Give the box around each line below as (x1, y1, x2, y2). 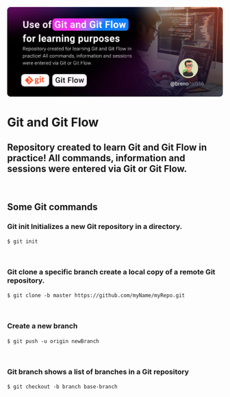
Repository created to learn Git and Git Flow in (7, 141, 207, 153)
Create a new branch (7, 322, 78, 331)
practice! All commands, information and (7, 152, 186, 164)
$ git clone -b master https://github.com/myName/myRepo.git (7, 292, 186, 299)
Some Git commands (7, 201, 98, 213)
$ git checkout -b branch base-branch (7, 383, 118, 390)
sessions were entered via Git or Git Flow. (7, 163, 188, 174)
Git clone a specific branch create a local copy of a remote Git (7, 267, 216, 276)
